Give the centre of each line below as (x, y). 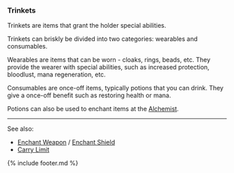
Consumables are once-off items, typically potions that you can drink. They (116, 88)
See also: (21, 129)
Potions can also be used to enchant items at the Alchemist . (93, 109)
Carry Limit (33, 150)
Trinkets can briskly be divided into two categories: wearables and (102, 39)
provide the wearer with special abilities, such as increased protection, (109, 67)
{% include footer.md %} (43, 163)
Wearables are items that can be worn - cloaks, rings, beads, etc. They (109, 60)
